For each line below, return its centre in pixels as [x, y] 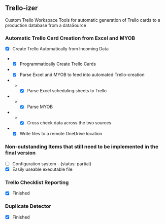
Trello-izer [21, 8]
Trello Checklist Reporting [37, 182]
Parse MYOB [40, 107]
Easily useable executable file [42, 169]
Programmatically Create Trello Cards [58, 64]
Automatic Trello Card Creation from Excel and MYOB [70, 38]
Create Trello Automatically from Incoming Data [60, 49]
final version [20, 153]
